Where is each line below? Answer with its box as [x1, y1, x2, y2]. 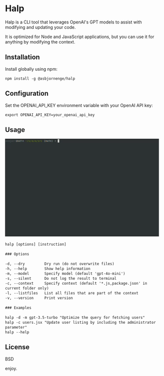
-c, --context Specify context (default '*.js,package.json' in [5, 281, 147, 286]
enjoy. [5, 365, 18, 371]
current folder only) [5, 286, 49, 291]
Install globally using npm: [5, 66, 58, 72]
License [5, 343, 30, 352]
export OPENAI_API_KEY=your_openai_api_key [5, 112, 95, 117]
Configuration [5, 89, 49, 98]
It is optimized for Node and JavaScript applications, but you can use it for [5, 34, 155, 40]
